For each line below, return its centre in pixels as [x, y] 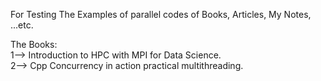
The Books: [34, 44]
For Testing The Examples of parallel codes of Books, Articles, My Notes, [161, 14]
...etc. [22, 25]
